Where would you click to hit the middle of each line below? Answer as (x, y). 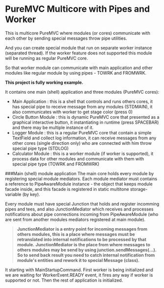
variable (13, 194)
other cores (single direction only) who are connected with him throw (82, 143)
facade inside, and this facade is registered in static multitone (67, 189)
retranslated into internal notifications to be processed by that (82, 239)
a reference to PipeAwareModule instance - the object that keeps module (79, 184)
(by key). (31, 194)
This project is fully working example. (44, 82)
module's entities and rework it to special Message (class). (78, 260)
